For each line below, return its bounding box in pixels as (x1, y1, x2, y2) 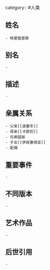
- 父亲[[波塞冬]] (5, 124, 38, 129)
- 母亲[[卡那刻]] (5, 129, 38, 134)
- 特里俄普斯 (5, 35, 29, 41)
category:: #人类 (5, 5, 40, 10)
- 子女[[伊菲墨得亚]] (5, 140, 46, 145)
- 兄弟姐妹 (5, 134, 26, 140)
